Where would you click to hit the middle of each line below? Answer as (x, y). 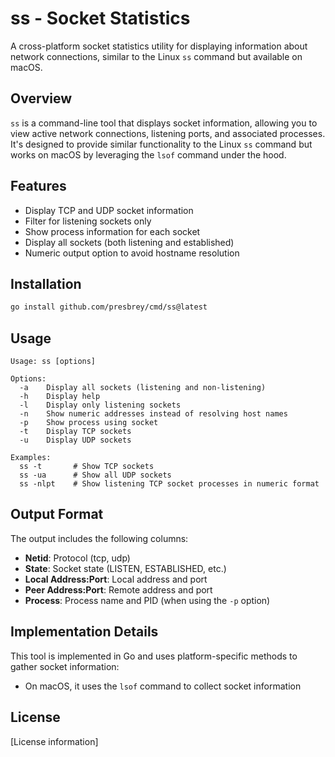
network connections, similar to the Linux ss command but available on (156, 56)
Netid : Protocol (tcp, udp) (77, 558)
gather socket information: (65, 666)
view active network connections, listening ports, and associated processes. (168, 133)
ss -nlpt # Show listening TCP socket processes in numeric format (169, 484)
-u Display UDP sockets (75, 440)
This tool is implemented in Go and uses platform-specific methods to (154, 656)
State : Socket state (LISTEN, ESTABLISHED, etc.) (125, 568)
